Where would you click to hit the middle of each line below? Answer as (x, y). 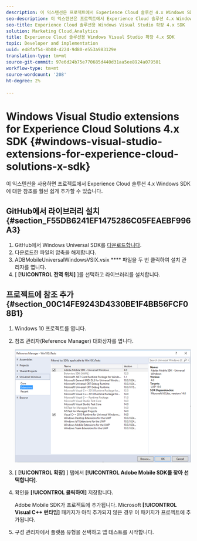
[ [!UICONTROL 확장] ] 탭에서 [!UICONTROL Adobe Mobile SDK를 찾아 (98, 473)
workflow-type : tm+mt (33, 68)
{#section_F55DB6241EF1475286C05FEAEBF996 (98, 221)
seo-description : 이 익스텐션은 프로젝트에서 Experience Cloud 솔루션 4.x (90, 19)
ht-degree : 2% (23, 81)
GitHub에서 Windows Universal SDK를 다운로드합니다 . (78, 245)
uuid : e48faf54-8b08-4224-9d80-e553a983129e (61, 50)
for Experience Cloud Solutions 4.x (93, 129)
